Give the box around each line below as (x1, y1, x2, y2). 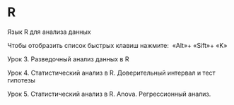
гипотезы (7, 75, 35, 85)
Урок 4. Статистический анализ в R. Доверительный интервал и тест (7, 68, 216, 77)
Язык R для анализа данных (7, 27, 91, 36)
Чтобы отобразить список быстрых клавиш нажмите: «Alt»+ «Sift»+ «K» (7, 41, 228, 49)
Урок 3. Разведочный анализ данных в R (7, 54, 129, 63)
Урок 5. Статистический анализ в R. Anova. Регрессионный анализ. (7, 89, 211, 98)
